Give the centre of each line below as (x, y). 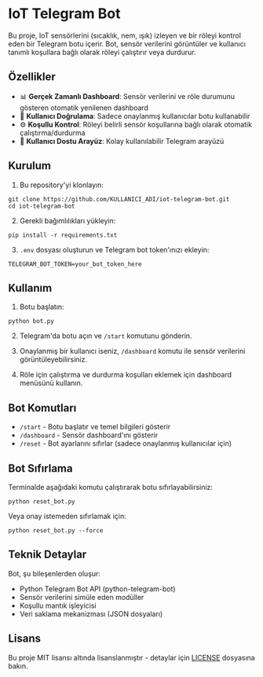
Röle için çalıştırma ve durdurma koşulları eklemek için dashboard (126, 375)
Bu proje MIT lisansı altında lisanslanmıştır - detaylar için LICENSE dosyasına (131, 657)
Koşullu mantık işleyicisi (58, 605)
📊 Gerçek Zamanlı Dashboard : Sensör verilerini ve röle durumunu (127, 96)
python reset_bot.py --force (56, 531)
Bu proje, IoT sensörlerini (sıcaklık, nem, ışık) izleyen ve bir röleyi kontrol (125, 35)
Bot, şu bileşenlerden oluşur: (54, 573)
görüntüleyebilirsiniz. (53, 359)
